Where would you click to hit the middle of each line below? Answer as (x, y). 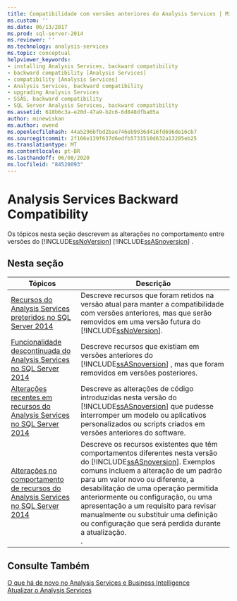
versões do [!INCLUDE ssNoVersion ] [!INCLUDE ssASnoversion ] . (101, 241)
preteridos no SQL (41, 317)
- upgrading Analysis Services (53, 92)
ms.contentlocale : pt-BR (44, 151)
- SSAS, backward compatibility (55, 99)
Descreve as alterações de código (137, 388)
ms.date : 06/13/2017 (38, 27)
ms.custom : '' (28, 20)
